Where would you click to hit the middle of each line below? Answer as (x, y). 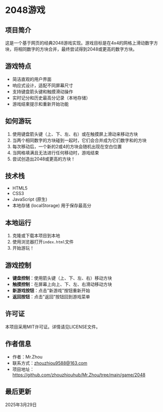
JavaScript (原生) (30, 200)
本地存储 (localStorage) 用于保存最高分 (52, 206)
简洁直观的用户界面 (32, 79)
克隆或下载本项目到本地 (36, 236)
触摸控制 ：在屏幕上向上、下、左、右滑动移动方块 (62, 284)
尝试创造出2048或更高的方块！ (44, 159)
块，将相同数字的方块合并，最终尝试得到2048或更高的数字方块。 (71, 49)
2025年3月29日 (21, 405)
